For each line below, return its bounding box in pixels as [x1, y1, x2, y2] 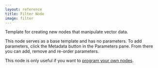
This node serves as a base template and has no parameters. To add [5, 38, 142, 44]
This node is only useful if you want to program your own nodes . [5, 58, 134, 64]
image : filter [5, 16, 34, 21]
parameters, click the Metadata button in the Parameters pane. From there [5, 44, 154, 49]
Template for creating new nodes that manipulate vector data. [5, 29, 128, 35]
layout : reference [5, 7, 42, 12]
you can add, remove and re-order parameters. [5, 48, 99, 54]
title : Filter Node [5, 11, 45, 16]
